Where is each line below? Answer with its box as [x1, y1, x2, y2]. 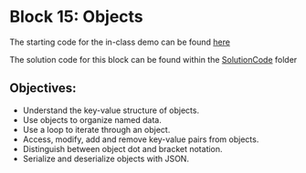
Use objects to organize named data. [22, 114, 162, 125]
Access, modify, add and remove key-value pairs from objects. [22, 134, 259, 145]
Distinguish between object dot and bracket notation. [22, 143, 223, 154]
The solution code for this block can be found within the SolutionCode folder [9, 54, 298, 65]
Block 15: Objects [9, 6, 143, 27]
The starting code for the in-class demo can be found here [9, 36, 231, 47]
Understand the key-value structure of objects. [22, 105, 199, 116]
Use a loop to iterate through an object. [22, 124, 171, 135]
